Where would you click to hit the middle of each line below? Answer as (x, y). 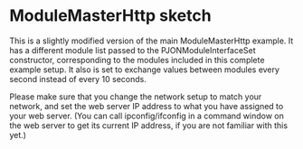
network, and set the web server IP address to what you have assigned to (147, 106)
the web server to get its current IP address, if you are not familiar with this (148, 125)
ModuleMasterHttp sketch (110, 16)
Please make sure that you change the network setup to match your (136, 97)
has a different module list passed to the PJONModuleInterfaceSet (133, 50)
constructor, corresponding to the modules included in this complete (137, 60)
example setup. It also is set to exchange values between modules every (145, 70)
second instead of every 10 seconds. (78, 79)
